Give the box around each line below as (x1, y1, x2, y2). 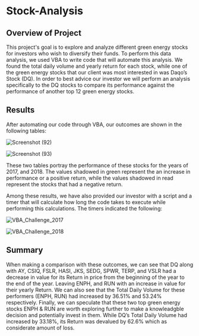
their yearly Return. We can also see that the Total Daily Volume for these (6, 286, 185, 293)
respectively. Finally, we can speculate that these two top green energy (6, 299, 181, 306)
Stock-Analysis (6, 4, 84, 18)
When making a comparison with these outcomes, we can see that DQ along (6, 260, 194, 268)
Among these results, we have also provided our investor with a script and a (6, 192, 192, 199)
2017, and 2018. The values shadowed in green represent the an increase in (6, 168, 191, 175)
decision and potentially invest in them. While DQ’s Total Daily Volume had (6, 311, 188, 319)
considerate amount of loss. (6, 324, 75, 331)
